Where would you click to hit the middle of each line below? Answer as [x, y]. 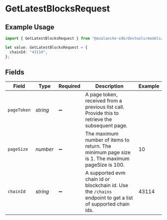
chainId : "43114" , [29, 52]
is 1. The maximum [107, 159]
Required [69, 86]
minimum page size [108, 152]
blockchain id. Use [107, 186]
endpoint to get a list [109, 198]
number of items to [107, 140]
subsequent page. [106, 126]
